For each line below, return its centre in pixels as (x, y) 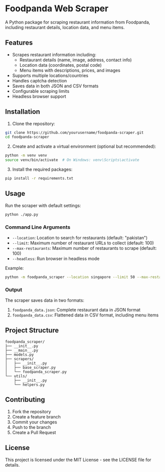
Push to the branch (31, 427)
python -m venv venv (26, 156)
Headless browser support (39, 96)
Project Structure (32, 330)
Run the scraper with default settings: (43, 205)
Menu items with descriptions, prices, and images (70, 70)
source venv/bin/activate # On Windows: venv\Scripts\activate (72, 160)
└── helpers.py (29, 385)
